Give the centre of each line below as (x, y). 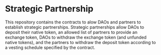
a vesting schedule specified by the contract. (50, 47)
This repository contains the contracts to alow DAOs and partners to (73, 22)
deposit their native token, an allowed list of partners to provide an (71, 32)
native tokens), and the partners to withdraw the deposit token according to (80, 42)
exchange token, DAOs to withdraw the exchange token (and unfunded (76, 37)
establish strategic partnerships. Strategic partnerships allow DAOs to (75, 27)
